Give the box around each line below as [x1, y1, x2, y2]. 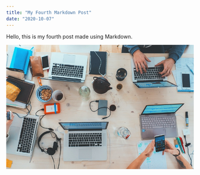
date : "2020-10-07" [6, 15, 55, 22]
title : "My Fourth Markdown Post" [6, 9, 92, 15]
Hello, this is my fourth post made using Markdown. [6, 33, 133, 40]
